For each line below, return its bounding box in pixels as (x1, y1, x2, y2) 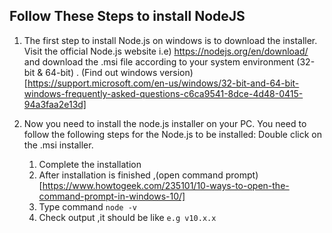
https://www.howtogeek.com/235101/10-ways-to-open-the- (42, 179, 290, 191)
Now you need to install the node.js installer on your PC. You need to (23, 117, 307, 129)
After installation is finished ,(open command (38, 169, 224, 181)
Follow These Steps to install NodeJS (9, 8, 246, 25)
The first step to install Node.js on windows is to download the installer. (23, 34, 318, 46)
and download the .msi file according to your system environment (23, 55, 295, 68)
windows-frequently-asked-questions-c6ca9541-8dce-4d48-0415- (23, 87, 304, 99)
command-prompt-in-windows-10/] (38, 190, 186, 202)
